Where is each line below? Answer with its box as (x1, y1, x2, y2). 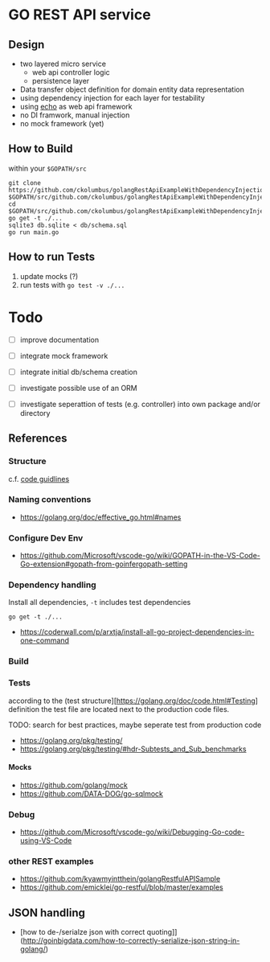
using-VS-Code (19, 836, 72, 845)
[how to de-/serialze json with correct (19, 927, 145, 937)
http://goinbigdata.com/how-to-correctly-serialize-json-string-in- (22, 935, 240, 946)
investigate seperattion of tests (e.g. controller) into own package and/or (19, 399, 261, 409)
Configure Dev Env (8, 532, 84, 544)
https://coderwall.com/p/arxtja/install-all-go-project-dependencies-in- (19, 627, 255, 637)
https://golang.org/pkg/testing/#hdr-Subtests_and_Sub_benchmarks (19, 744, 247, 754)
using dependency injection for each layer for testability (19, 93, 205, 102)
